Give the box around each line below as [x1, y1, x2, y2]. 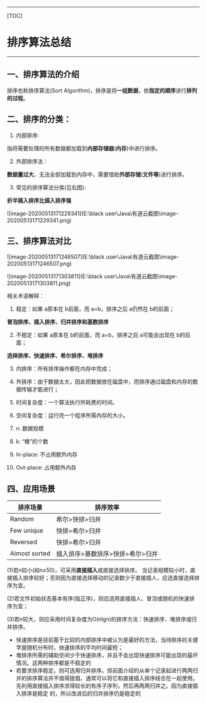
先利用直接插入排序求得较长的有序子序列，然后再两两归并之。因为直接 [15, 682, 193, 690]
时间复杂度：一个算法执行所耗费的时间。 [15, 399, 118, 406]
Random [10, 515, 34, 523]
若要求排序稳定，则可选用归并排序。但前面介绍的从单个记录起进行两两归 [15, 667, 198, 674]
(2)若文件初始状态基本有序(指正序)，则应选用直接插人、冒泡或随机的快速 [7, 595, 189, 602]
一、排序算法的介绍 [7, 69, 79, 80]
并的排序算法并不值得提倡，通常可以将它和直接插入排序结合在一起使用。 [15, 675, 198, 682]
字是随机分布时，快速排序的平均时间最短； [15, 644, 123, 652]
